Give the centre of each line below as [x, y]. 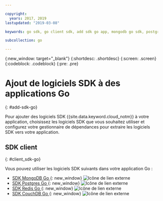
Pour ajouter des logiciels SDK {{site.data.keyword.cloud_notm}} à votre [77, 117]
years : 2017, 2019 [28, 18]
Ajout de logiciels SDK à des [63, 83]
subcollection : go [24, 40]
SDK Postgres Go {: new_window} [46, 183]
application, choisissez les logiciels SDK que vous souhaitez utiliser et [75, 122]
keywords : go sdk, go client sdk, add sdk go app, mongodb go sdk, [75, 32]
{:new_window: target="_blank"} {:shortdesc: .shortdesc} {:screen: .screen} [81, 58]
